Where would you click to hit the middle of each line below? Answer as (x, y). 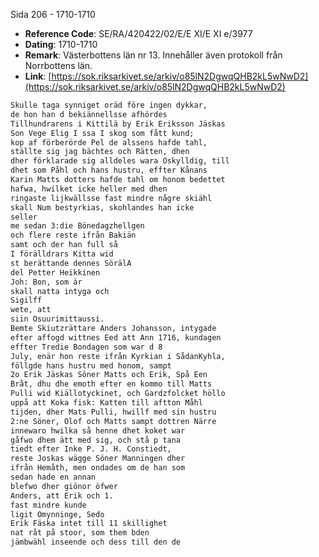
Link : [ (38, 76)
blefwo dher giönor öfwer (64, 486)
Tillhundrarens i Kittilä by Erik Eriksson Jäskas (118, 124)
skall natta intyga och (60, 291)
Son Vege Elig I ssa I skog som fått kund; (102, 133)
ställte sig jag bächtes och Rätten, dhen (100, 152)
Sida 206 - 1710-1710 (53, 14)
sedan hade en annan (53, 477)
